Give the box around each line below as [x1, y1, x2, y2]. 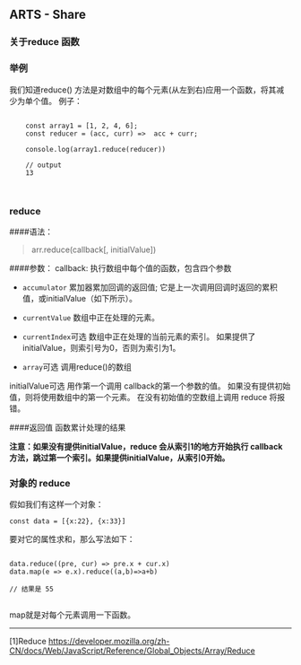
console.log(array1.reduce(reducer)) [25, 144, 167, 153]
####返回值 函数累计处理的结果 [9, 422, 126, 433]
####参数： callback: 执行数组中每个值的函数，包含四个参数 [9, 262, 232, 273]
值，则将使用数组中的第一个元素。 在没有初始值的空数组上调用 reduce [9, 391, 268, 402]
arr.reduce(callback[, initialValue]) [30, 244, 157, 255]
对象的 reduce [9, 477, 71, 489]
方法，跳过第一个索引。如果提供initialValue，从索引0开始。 [9, 452, 230, 463]
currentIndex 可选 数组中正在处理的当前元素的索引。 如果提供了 [21, 331, 256, 342]
